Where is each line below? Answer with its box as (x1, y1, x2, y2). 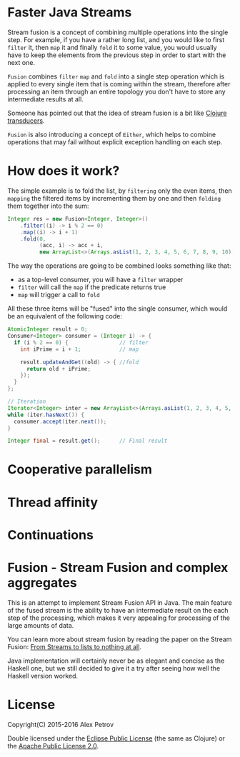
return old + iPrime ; (26, 365, 91, 372)
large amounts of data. (7, 621, 74, 629)
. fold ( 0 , (20, 235, 46, 243)
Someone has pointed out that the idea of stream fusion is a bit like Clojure (7, 109, 227, 117)
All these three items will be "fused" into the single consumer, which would (7, 304, 228, 313)
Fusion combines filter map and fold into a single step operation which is (7, 72, 225, 81)
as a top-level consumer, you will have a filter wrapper (17, 276, 184, 284)
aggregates (7, 575, 77, 591)
